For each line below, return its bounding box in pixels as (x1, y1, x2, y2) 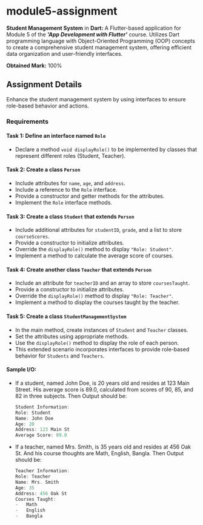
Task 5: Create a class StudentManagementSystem (6, 313, 127, 320)
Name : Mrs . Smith (15, 479, 59, 485)
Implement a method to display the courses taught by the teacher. (15, 299, 180, 306)
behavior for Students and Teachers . (15, 352, 105, 359)
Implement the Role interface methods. (15, 199, 113, 206)
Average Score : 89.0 (15, 432, 67, 438)
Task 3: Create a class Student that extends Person (6, 212, 135, 220)
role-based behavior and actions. (6, 102, 90, 109)
